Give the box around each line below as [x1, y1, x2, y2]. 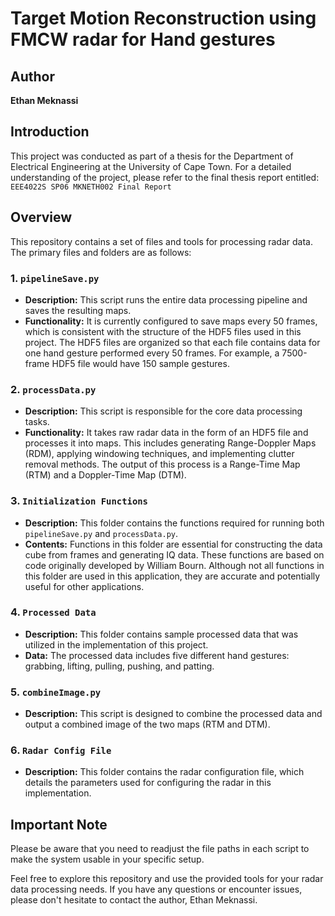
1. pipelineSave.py [10, 271, 100, 285]
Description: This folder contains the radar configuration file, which [24, 766, 305, 778]
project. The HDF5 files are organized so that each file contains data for [24, 336, 321, 348]
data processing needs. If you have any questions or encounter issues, [10, 883, 303, 896]
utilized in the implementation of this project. [24, 638, 209, 651]
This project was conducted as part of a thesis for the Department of [10, 150, 294, 162]
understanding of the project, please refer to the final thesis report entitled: [10, 171, 320, 183]
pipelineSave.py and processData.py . [24, 527, 179, 539]
